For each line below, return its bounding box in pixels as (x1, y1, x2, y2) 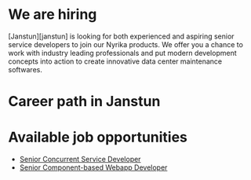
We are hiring (8, 6, 97, 24)
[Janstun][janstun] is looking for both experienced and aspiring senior (8, 31, 235, 41)
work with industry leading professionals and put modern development (8, 48, 237, 57)
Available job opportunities (8, 128, 188, 146)
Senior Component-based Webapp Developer (19, 163, 168, 172)
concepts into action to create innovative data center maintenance (8, 57, 223, 66)
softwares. (8, 64, 43, 74)
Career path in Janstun (8, 93, 161, 111)
